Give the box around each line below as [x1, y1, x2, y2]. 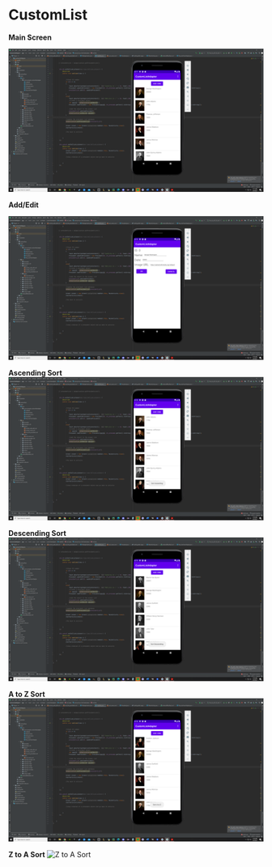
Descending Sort [8, 529, 66, 538]
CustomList [8, 6, 87, 24]
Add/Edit [8, 200, 39, 210]
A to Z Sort [8, 689, 46, 699]
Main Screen [8, 32, 53, 42]
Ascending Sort [8, 368, 62, 377]
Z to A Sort [8, 850, 46, 860]
